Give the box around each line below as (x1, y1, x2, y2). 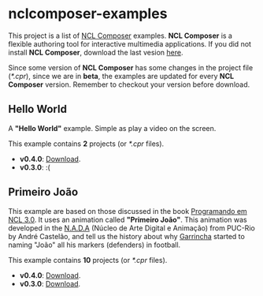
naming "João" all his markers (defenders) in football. (8, 240, 181, 249)
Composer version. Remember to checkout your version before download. (8, 80, 250, 89)
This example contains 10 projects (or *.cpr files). (8, 255, 168, 264)
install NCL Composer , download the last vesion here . (8, 47, 183, 57)
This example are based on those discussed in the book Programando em (8, 206, 248, 215)
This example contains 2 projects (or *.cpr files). (8, 139, 165, 148)
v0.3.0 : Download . (19, 279, 81, 288)
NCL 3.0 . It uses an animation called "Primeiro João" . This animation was (8, 215, 248, 224)
